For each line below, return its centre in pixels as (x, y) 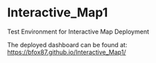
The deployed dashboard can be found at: (67, 45)
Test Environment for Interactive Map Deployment (78, 32)
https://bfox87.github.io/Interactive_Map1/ (67, 52)
